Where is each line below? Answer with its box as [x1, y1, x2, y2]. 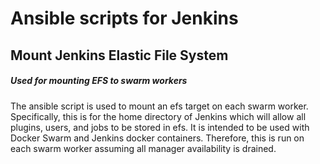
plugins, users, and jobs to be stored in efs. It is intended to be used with [10, 121, 310, 133]
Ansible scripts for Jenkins [10, 7, 239, 30]
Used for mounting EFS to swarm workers [10, 75, 188, 87]
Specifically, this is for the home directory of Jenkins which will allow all [10, 110, 307, 122]
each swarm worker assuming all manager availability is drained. [10, 142, 277, 154]
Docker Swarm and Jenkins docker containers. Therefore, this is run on [10, 132, 305, 144]
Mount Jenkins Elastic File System [10, 47, 229, 64]
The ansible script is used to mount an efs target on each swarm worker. [10, 100, 309, 112]
